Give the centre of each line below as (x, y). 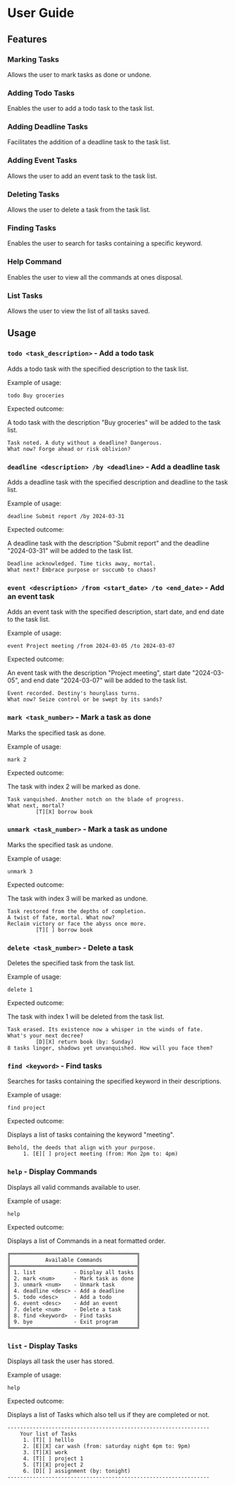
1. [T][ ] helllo (48, 1440)
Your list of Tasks (49, 1434)
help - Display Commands (52, 1171)
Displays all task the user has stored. (61, 1361)
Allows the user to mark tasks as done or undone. (79, 74)
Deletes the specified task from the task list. (71, 963)
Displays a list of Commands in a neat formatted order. (86, 1241)
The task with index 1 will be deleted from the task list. (86, 1016)
